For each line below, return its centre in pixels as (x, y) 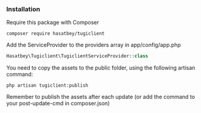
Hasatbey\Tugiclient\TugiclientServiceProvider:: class (77, 56)
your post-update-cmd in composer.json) (58, 103)
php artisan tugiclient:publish (47, 86)
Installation (23, 9)
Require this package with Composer (53, 23)
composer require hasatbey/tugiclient (55, 34)
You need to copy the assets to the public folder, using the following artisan (101, 68)
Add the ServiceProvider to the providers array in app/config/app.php (94, 45)
